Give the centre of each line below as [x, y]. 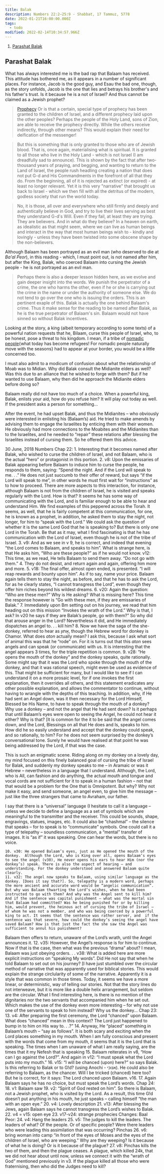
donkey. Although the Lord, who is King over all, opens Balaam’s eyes [81, 855]
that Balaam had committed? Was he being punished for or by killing [77, 903]
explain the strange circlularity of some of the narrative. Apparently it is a [78, 974]
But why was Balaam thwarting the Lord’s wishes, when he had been [75, 890]
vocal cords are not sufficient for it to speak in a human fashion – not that [79, 781]
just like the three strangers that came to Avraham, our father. [67, 796]
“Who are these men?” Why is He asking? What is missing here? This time [79, 595]
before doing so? [22, 384]
